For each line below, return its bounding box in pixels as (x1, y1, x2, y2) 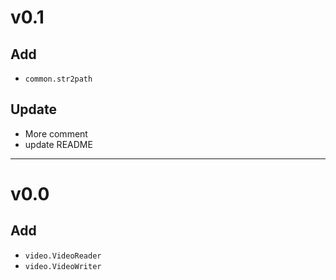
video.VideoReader (24, 251, 102, 261)
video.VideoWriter (24, 261, 102, 271)
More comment (24, 127, 88, 140)
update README (24, 138, 93, 150)
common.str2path (24, 74, 93, 84)
